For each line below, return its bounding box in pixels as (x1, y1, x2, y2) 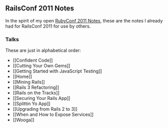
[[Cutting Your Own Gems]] (12, 63, 70, 69)
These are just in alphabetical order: (5, 47, 81, 54)
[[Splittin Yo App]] (12, 100, 51, 107)
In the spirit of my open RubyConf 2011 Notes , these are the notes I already (5, 17, 163, 23)
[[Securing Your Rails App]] (12, 95, 70, 101)
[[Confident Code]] (12, 57, 53, 63)
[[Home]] (12, 73, 32, 80)
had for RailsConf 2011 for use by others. (5, 23, 91, 29)
